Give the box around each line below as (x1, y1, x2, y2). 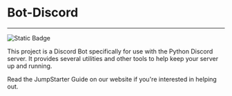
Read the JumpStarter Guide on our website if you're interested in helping (7, 75, 217, 83)
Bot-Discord (7, 5, 79, 21)
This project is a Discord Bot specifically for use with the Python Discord (7, 47, 213, 56)
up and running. (7, 62, 52, 70)
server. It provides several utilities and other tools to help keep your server (7, 54, 219, 62)
